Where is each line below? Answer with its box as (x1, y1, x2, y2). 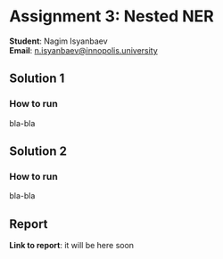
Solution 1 (9, 71, 65, 86)
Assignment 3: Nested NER (9, 6, 214, 27)
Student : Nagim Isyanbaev (9, 36, 108, 46)
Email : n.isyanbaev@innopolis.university (9, 45, 158, 55)
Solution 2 (9, 144, 67, 159)
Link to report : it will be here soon (9, 240, 135, 251)
